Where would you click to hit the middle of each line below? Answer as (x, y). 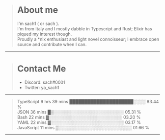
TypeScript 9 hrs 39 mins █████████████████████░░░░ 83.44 (88, 101)
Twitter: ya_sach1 (42, 87)
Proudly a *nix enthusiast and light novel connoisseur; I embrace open (88, 39)
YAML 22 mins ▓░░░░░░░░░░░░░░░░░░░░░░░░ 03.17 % (79, 122)
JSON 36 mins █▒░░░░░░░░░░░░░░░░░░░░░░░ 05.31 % (79, 112)
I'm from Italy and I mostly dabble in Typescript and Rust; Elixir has (84, 28)
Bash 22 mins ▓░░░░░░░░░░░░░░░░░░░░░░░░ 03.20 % (79, 117)
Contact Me (41, 69)
